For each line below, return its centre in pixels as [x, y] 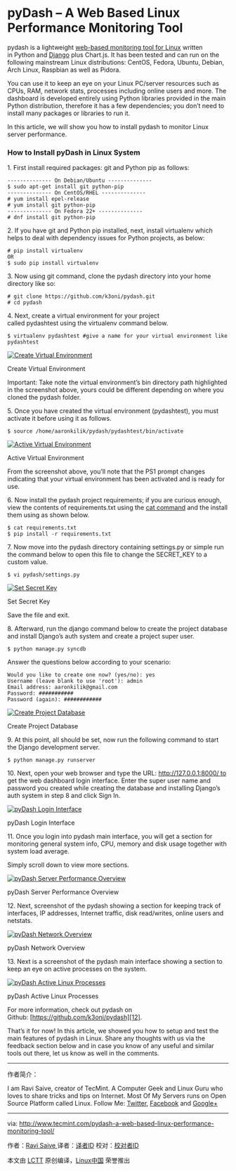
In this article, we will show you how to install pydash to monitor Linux [108, 126]
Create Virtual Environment [46, 369]
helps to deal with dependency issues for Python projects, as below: [106, 238]
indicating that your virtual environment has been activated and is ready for [116, 479]
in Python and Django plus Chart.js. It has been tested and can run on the [113, 55]
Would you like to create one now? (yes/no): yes [81, 675]
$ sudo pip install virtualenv [53, 263]
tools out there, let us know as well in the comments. [83, 1053]
